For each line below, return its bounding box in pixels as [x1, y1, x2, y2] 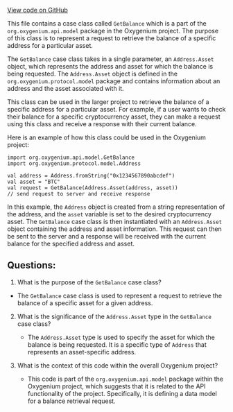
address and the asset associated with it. [7, 85, 124, 92]
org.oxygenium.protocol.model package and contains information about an [7, 77, 221, 85]
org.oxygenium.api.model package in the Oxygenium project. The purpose [7, 27, 219, 35]
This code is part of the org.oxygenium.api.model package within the [27, 375, 224, 383]
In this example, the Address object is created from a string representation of [7, 203, 225, 211]
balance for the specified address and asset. [7, 239, 135, 248]
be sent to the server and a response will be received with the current [7, 232, 207, 240]
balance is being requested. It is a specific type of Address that [27, 340, 207, 349]
